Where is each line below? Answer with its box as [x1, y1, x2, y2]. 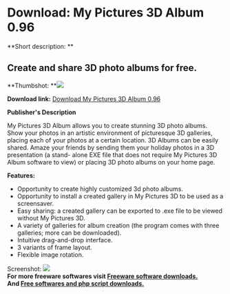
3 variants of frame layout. [17, 243, 92, 251]
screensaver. [17, 199, 54, 207]
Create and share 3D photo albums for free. [7, 62, 198, 74]
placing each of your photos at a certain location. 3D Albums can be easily [7, 136, 219, 144]
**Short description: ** [7, 42, 74, 50]
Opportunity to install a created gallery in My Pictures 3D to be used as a [17, 191, 224, 200]
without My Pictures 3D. [17, 213, 86, 222]
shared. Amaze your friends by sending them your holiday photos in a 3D [7, 143, 215, 151]
